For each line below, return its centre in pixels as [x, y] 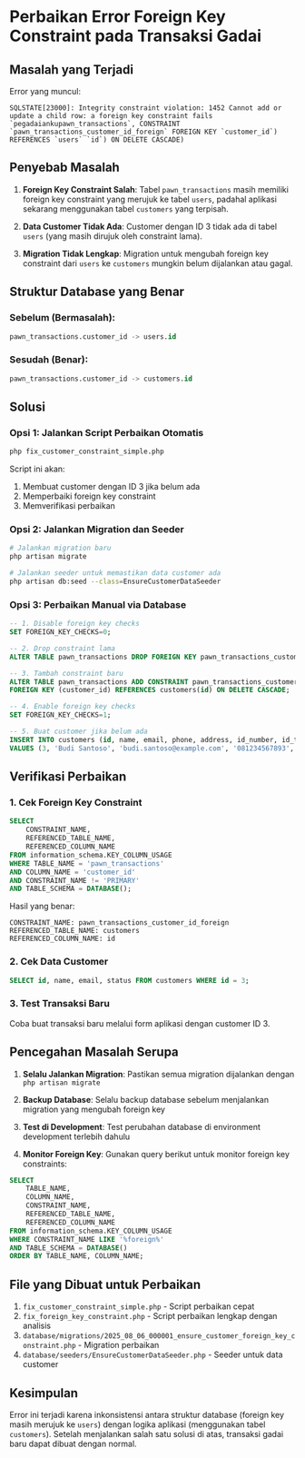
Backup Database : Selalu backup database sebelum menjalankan [146, 1099]
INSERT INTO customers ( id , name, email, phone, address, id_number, [144, 739]
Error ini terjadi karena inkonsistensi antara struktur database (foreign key [147, 1414]
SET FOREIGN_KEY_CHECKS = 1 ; [60, 715]
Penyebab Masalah [64, 168]
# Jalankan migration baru [60, 548]
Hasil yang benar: [42, 907]
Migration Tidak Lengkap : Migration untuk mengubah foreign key [146, 253]
